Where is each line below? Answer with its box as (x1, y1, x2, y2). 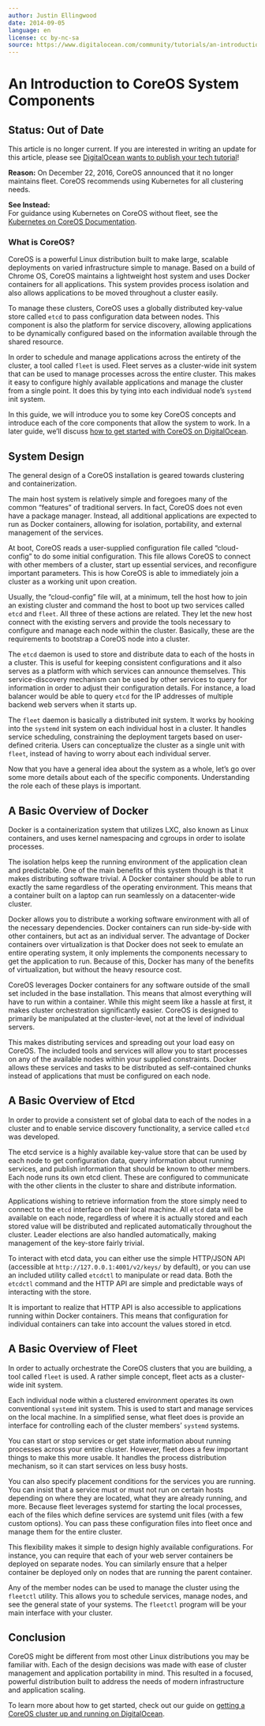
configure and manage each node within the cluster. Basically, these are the (8, 626, 255, 635)
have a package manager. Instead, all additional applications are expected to (8, 511, 257, 520)
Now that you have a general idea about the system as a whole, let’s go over (8, 764, 256, 774)
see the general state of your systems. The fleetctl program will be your (8, 1599, 247, 1609)
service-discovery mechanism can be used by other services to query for (8, 675, 248, 684)
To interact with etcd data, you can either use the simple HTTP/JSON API (8, 1253, 245, 1262)
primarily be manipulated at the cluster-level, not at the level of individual (8, 1014, 245, 1024)
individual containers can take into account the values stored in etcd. (8, 1319, 232, 1329)
